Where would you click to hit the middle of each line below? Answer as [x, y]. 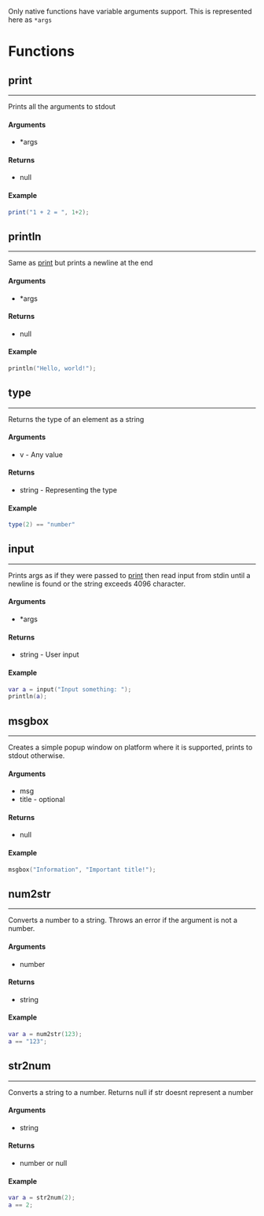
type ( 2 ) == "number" [42, 525]
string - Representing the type [68, 490]
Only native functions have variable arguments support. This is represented [130, 11]
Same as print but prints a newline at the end [81, 263]
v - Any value [41, 454]
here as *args [30, 20]
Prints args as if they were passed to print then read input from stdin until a [129, 575]
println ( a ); [27, 697]
